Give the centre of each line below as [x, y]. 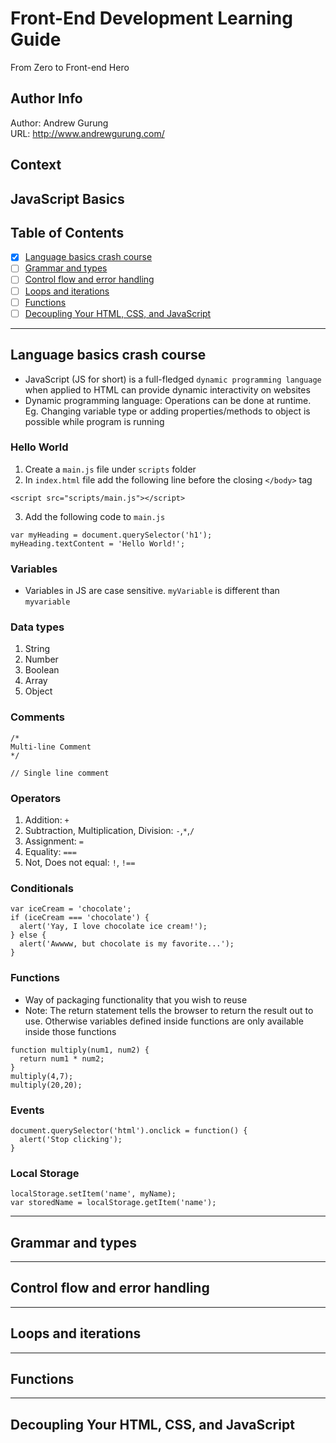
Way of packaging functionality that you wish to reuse [136, 999]
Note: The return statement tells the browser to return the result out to [169, 1010]
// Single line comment [60, 773]
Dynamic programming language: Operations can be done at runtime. [168, 400]
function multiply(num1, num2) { [80, 1050]
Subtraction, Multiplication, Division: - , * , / [109, 831]
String [37, 649]
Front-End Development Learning [151, 18]
